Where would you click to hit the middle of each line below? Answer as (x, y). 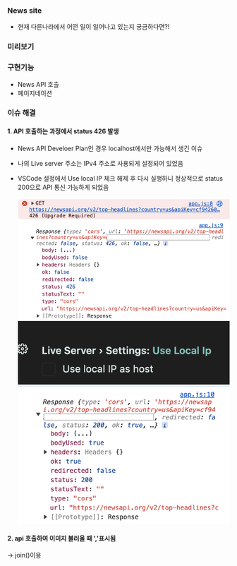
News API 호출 (38, 84)
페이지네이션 (35, 93)
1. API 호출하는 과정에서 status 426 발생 (63, 131)
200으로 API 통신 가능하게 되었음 (63, 187)
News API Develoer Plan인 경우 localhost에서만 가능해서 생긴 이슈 (110, 148)
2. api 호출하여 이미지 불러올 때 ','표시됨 (62, 538)
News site (25, 11)
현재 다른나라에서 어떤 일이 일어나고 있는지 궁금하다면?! (93, 27)
